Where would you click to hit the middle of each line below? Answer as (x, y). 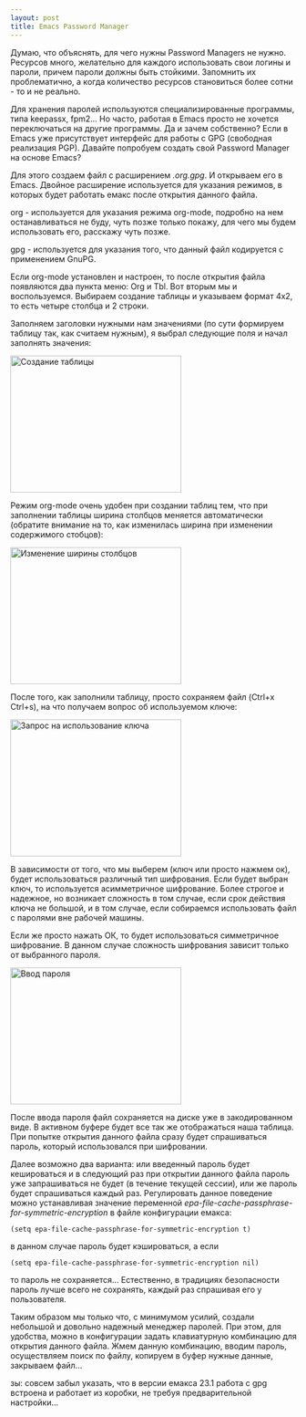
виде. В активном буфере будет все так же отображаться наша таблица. (152, 1127)
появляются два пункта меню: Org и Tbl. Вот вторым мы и (124, 286)
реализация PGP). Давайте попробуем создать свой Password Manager (150, 148)
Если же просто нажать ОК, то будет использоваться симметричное (145, 935)
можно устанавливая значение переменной (97, 1203)
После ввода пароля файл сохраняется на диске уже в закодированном (152, 1117)
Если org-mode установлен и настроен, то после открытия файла (138, 276)
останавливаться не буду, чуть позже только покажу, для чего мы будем (153, 222)
